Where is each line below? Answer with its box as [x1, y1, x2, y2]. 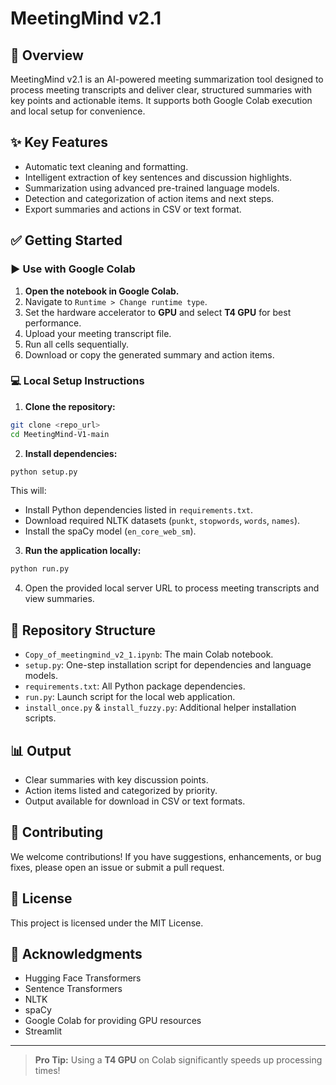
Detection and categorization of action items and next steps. [24, 192, 275, 204]
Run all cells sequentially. [24, 338, 129, 350]
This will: [10, 485, 47, 497]
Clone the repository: [24, 400, 116, 412]
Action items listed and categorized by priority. [24, 784, 218, 796]
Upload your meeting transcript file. [24, 327, 172, 339]
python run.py [10, 564, 70, 574]
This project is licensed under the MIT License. [10, 917, 204, 929]
